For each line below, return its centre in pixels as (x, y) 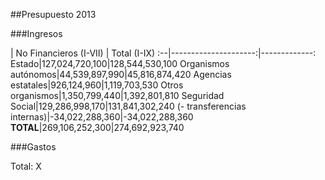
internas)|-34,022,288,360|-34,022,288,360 (102, 117)
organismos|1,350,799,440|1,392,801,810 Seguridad (117, 95)
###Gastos (33, 147)
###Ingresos (36, 33)
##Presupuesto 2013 (53, 14)
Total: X (26, 166)
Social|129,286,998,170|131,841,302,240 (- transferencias (128, 106)
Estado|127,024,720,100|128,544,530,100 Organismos (120, 63)
